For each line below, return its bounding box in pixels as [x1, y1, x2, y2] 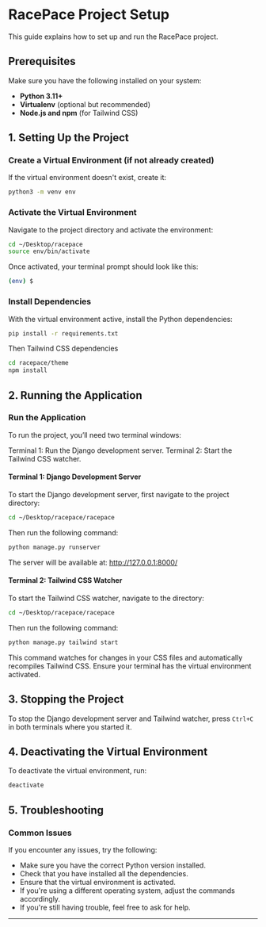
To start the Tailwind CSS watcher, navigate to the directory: [8, 593, 204, 603]
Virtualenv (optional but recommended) [19, 99, 151, 109]
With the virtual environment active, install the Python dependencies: [8, 314, 234, 324]
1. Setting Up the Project [8, 131, 129, 144]
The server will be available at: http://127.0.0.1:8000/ [8, 557, 178, 567]
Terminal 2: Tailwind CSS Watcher [8, 576, 123, 585]
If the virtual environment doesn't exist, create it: [8, 173, 167, 182]
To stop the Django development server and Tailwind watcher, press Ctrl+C [8, 714, 254, 723]
